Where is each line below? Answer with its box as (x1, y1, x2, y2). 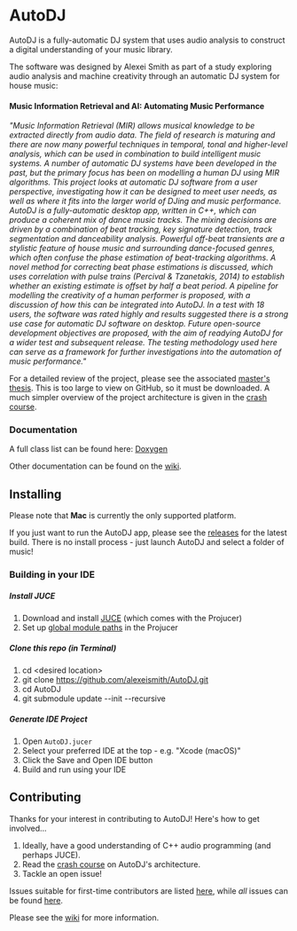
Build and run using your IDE (21, 764, 127, 775)
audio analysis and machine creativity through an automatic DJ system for (9, 70, 281, 81)
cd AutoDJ (21, 684, 62, 695)
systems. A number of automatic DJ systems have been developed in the (9, 158, 277, 169)
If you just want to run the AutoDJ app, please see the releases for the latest (9, 527, 288, 538)
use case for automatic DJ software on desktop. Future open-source (9, 319, 262, 329)
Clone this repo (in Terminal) (9, 643, 117, 653)
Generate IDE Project (9, 714, 88, 724)
